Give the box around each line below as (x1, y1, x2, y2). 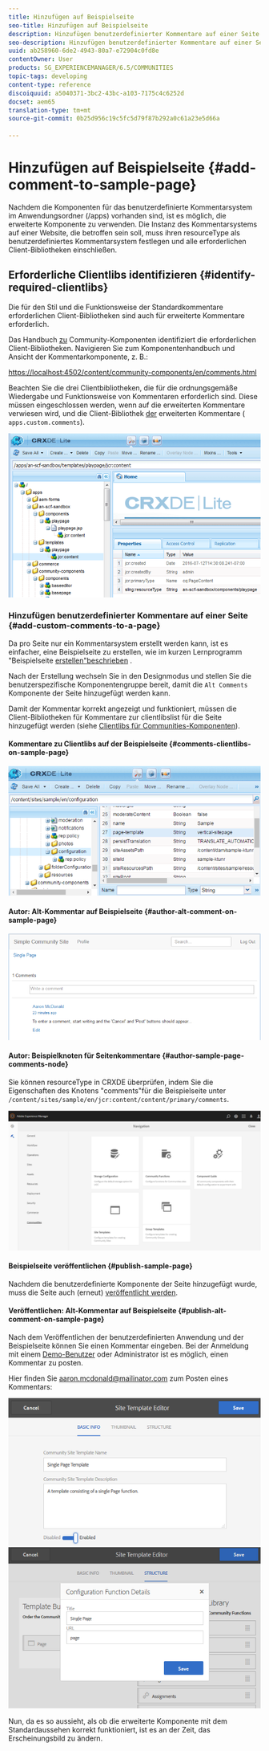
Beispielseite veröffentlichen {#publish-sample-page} (8, 1261, 194, 1271)
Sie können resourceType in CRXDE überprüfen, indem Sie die (8, 1077, 214, 1087)
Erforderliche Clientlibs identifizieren (8, 268, 198, 282)
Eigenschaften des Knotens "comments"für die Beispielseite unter (8, 1085, 227, 1096)
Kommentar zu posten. (8, 1357, 84, 1367)
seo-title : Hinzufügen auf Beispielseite (8, 21, 149, 30)
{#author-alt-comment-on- (143, 906, 238, 916)
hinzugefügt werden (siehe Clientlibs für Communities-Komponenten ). (8, 720, 240, 730)
